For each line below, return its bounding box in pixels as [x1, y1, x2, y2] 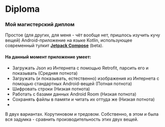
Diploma [5, 3, 40, 15]
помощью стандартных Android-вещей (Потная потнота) [12, 80, 132, 87]
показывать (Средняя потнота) [12, 70, 78, 76]
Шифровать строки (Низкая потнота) [12, 86, 90, 92]
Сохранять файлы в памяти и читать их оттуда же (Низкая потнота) [12, 96, 155, 102]
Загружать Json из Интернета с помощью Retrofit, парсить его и [12, 65, 149, 71]
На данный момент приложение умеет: [5, 54, 92, 60]
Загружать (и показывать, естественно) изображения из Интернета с [12, 75, 160, 81]
